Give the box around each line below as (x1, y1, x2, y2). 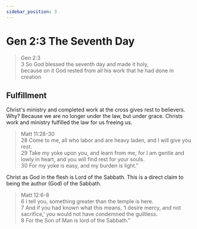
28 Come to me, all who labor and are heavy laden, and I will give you (20, 137, 192, 144)
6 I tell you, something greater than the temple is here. (20, 198, 154, 205)
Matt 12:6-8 (20, 191, 49, 199)
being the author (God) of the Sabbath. (6, 180, 102, 187)
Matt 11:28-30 (20, 131, 55, 138)
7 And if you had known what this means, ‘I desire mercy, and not (20, 204, 182, 212)
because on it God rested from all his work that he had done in (20, 67, 174, 74)
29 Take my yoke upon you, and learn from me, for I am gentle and (20, 150, 185, 157)
